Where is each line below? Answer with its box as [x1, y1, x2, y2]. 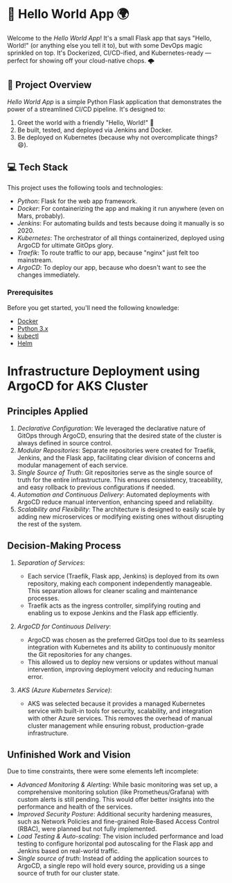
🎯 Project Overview [7, 79, 92, 91]
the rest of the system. [17, 520, 82, 528]
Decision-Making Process [7, 540, 121, 552]
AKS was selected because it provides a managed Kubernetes [27, 699, 206, 708]
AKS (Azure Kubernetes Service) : [17, 685, 112, 694]
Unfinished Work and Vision [7, 749, 131, 761]
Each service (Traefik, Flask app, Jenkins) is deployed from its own [27, 572, 220, 580]
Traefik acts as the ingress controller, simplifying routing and [27, 601, 201, 610]
